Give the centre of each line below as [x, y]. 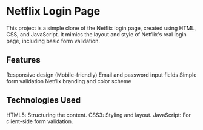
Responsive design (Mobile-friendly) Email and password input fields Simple [101, 75]
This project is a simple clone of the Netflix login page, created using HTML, [101, 28]
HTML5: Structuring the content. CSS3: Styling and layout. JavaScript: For [99, 115]
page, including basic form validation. [53, 41]
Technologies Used [43, 101]
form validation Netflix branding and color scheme [69, 81]
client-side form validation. [40, 121]
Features [23, 60]
